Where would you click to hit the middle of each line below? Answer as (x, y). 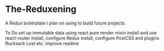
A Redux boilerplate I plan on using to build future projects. (66, 23)
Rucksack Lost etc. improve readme (42, 43)
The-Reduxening (41, 9)
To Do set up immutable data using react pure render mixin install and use (81, 32)
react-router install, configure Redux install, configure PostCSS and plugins (82, 38)
